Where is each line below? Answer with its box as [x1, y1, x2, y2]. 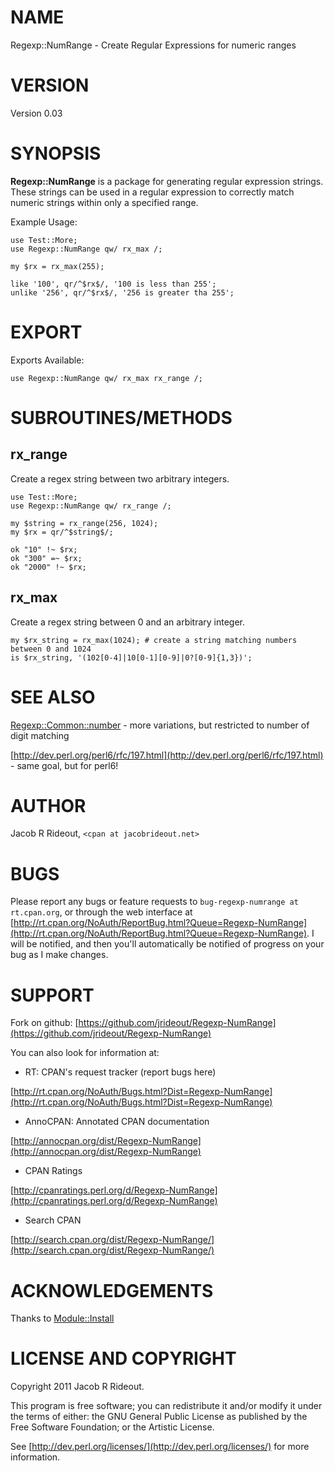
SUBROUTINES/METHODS [10, 406, 233, 429]
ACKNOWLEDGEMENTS [10, 1279, 214, 1302]
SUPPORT [10, 984, 95, 1006]
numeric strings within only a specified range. [10, 196, 199, 208]
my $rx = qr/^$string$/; [10, 527, 114, 537]
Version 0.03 [10, 107, 63, 119]
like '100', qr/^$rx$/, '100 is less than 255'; [10, 279, 217, 289]
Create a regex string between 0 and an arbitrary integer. [10, 616, 246, 628]
